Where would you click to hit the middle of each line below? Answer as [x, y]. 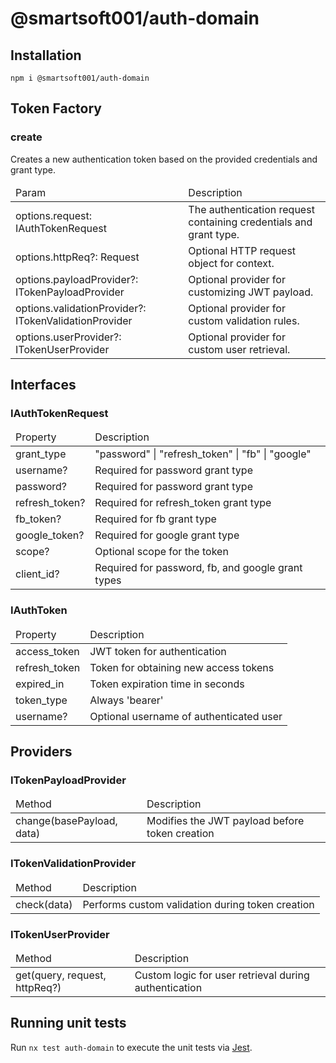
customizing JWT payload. [251, 292]
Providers [41, 752]
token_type [41, 700]
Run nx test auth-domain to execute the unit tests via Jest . [131, 1047]
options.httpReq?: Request [77, 257]
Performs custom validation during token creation [198, 904]
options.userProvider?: [68, 337]
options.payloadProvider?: [77, 279]
